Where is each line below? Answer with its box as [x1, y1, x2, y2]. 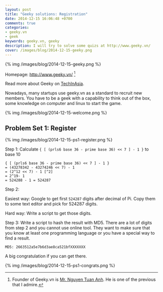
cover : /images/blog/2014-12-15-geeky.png [5, 48, 92, 52]
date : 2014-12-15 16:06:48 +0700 [5, 16, 73, 21]
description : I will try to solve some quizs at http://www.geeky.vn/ [5, 43, 151, 48]
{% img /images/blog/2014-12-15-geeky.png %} [5, 61, 101, 67]
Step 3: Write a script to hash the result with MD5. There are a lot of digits [5, 220, 152, 225]
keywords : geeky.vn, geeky [5, 39, 60, 44]
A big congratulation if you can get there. [5, 253, 87, 259]
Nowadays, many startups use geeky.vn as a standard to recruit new [5, 90, 142, 96]
